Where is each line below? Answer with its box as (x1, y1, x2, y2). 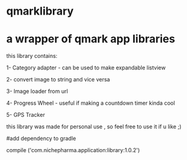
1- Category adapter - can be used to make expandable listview (6, 64, 166, 71)
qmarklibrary (6, 4, 74, 18)
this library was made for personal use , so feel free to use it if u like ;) (6, 123, 182, 130)
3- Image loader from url (6, 88, 68, 95)
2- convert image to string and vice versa (6, 76, 110, 83)
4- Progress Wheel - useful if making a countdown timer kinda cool (6, 99, 175, 107)
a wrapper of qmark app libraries (6, 32, 175, 46)
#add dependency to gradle (6, 135, 76, 142)
